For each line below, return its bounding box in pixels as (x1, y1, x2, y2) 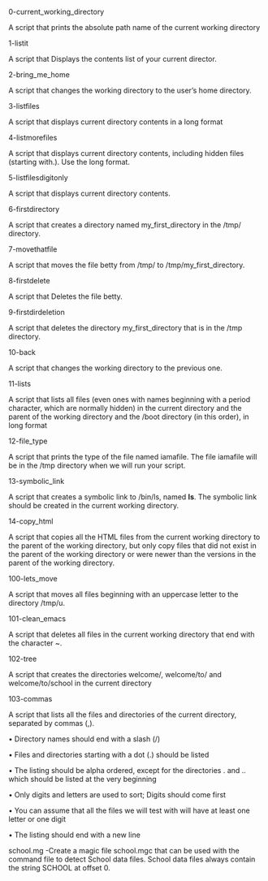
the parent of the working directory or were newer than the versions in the (8, 550, 257, 559)
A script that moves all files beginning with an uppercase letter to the (8, 589, 239, 599)
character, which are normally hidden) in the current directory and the (8, 404, 242, 412)
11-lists (8, 379, 31, 388)
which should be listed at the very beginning (8, 775, 157, 784)
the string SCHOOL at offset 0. (8, 863, 111, 872)
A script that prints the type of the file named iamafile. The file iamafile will (8, 452, 257, 461)
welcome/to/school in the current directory (8, 678, 152, 688)
